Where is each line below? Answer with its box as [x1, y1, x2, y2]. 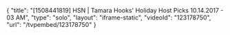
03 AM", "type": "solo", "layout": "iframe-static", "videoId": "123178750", [6, 13, 211, 22]
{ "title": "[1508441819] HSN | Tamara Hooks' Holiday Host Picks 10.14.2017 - [6, 7, 224, 14]
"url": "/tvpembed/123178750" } [6, 21, 97, 28]
